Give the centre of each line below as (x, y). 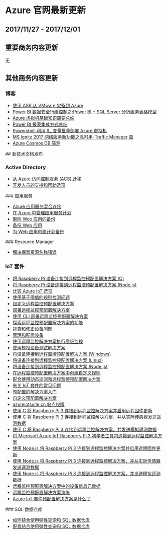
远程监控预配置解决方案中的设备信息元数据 (56, 486)
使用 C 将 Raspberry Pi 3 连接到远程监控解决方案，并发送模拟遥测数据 (85, 429)
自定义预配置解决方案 (34, 398)
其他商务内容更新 (32, 78)
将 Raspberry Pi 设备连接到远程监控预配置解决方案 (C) (68, 278)
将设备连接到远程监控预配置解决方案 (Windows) (62, 354)
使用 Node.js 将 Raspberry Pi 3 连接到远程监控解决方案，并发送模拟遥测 (87, 473)
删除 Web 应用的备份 (34, 219)
